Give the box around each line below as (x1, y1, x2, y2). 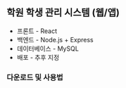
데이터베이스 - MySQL (16, 44, 79, 53)
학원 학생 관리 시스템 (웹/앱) (6, 6, 120, 19)
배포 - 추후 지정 (16, 53, 60, 61)
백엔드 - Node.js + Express (16, 35, 94, 44)
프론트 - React (16, 27, 58, 35)
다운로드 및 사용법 (6, 73, 64, 82)
